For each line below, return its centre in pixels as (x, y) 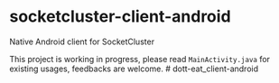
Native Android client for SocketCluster (82, 41)
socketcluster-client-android (121, 17)
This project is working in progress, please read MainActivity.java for (140, 59)
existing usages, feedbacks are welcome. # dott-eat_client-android (134, 69)
